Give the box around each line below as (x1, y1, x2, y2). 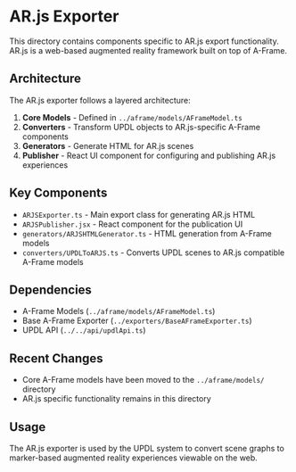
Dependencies (9, 282, 92, 297)
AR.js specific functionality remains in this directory (21, 393, 211, 404)
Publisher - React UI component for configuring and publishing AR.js (21, 150, 276, 161)
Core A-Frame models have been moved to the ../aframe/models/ (21, 375, 265, 385)
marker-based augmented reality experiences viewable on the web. (9, 452, 259, 463)
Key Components (9, 186, 108, 201)
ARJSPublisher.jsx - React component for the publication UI (21, 219, 243, 229)
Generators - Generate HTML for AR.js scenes (21, 140, 194, 151)
